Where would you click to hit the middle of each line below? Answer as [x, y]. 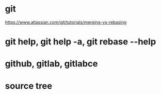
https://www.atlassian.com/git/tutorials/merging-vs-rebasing [66, 22]
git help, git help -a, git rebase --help [80, 42]
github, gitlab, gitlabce [51, 64]
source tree [29, 86]
